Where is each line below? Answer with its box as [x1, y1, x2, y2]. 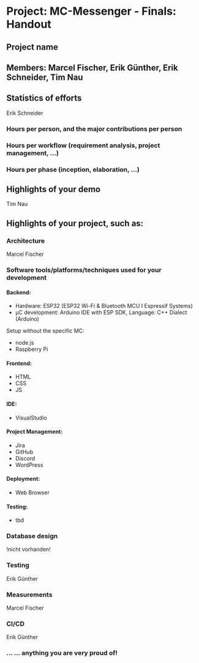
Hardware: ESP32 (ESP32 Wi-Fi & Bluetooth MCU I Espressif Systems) [15, 302, 193, 310]
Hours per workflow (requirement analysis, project [6, 141, 160, 150]
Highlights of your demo [6, 184, 101, 194]
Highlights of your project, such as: [6, 218, 144, 228]
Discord [15, 454, 36, 462]
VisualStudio [15, 414, 47, 421]
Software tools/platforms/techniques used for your [6, 266, 162, 274]
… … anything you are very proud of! [6, 649, 118, 657]
